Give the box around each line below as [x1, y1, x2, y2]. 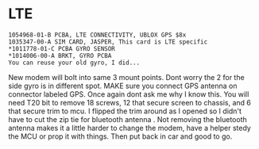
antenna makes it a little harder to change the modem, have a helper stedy [8, 123, 252, 132]
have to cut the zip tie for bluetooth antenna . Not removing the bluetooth [8, 114, 248, 124]
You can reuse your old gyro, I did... [8, 59, 141, 67]
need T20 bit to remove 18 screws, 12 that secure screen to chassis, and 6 [8, 97, 252, 107]
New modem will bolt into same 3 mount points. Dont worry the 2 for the [8, 72, 245, 82]
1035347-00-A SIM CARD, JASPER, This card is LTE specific [8, 37, 208, 46]
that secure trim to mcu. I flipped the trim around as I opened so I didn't [8, 106, 242, 116]
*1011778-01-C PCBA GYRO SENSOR [8, 44, 115, 52]
